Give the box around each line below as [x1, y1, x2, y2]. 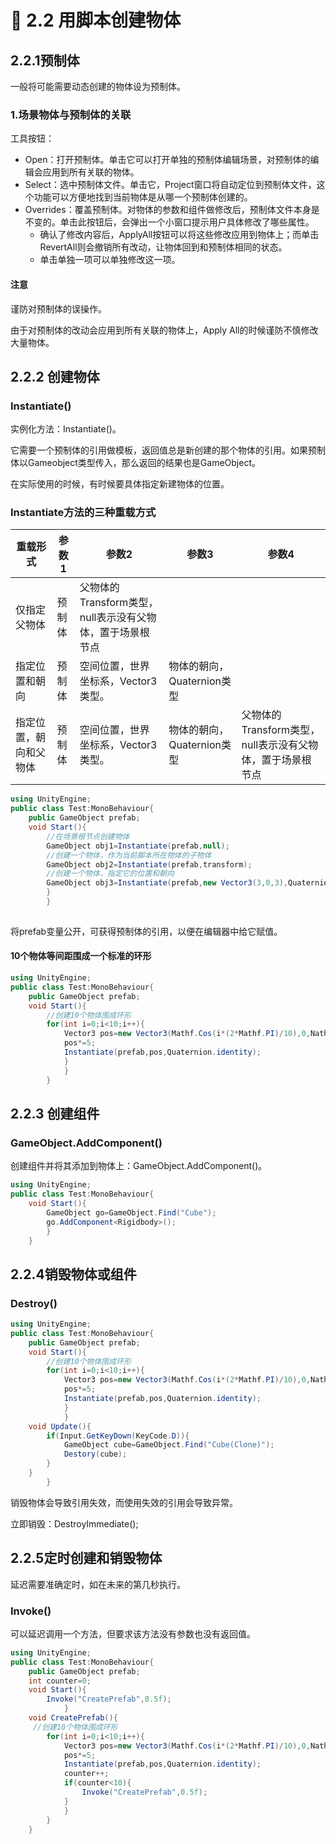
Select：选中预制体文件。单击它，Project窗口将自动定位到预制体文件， [24, 179, 317, 191]
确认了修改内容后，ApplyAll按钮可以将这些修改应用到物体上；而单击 [39, 229, 320, 241]
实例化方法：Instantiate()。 [10, 423, 122, 435]
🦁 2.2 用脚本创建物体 [10, 9, 182, 32]
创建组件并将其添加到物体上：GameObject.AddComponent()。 [10, 1160, 268, 1172]
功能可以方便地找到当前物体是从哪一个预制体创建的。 [33, 191, 253, 203]
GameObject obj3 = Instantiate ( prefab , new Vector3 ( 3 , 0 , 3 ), [46, 878, 289, 888]
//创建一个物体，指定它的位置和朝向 [46, 869, 175, 879]
